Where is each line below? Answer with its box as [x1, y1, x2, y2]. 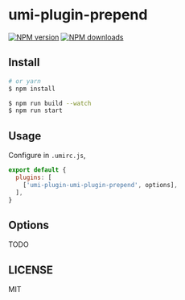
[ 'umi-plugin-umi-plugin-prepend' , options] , [23, 181, 179, 189]
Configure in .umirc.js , [8, 151, 86, 160]
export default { [8, 166, 67, 174]
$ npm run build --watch [8, 99, 92, 107]
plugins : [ [15, 173, 52, 181]
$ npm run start [8, 106, 63, 115]
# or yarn [8, 77, 42, 85]
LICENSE [8, 263, 54, 277]
